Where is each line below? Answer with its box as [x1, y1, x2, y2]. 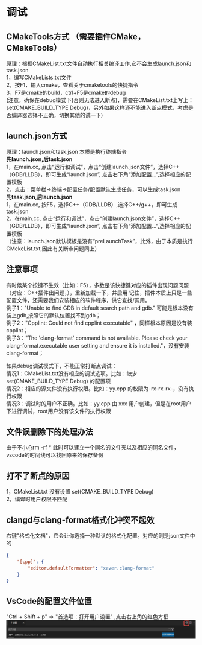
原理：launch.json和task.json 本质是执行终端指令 [6, 148, 127, 155]
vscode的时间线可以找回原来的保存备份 [6, 451, 104, 459]
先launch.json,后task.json [6, 155, 73, 163]
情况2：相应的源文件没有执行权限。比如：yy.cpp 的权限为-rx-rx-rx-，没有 [6, 384, 189, 392]
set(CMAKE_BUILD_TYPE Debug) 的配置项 [6, 377, 111, 384]
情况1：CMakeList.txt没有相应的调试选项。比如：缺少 [6, 369, 138, 377]
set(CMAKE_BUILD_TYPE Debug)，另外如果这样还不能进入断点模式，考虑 [6, 104, 188, 111]
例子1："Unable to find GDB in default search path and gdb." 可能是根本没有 [6, 304, 194, 311]
